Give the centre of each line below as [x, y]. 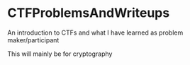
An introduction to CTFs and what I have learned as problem [95, 32]
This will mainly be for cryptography [60, 54]
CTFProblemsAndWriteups [89, 13]
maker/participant [33, 40]
